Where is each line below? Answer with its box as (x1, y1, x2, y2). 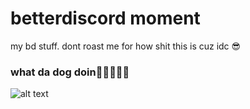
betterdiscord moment (10, 7, 201, 30)
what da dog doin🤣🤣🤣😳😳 (10, 65, 130, 79)
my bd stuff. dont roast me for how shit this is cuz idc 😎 (10, 40, 242, 52)
